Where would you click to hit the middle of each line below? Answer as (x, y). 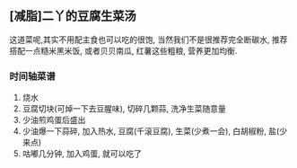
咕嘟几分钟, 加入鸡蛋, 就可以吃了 (82, 154)
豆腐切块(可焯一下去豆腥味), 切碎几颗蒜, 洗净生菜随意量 (124, 109)
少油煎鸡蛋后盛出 (54, 120)
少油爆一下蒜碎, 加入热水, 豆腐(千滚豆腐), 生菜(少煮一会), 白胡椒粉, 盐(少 (155, 131)
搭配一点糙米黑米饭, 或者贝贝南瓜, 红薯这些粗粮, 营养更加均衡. (123, 50)
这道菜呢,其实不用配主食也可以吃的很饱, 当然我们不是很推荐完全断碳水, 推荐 (148, 40)
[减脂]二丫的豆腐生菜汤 (73, 16)
